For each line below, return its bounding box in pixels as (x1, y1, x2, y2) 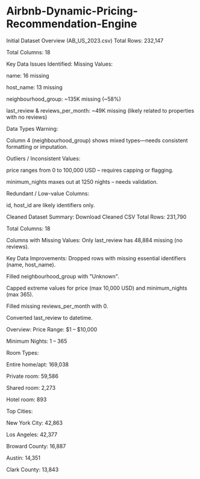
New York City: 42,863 (6, 419, 63, 426)
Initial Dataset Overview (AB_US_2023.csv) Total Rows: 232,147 (6, 37, 164, 44)
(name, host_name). (6, 261, 56, 268)
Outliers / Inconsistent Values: (6, 155, 81, 162)
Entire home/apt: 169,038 (6, 360, 69, 368)
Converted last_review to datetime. (6, 314, 93, 321)
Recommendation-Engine (6, 17, 137, 31)
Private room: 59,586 (6, 372, 59, 380)
